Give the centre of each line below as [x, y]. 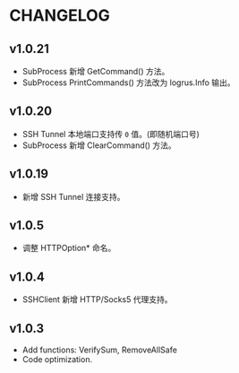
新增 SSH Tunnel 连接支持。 [73, 196]
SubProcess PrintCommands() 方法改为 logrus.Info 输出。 [128, 82]
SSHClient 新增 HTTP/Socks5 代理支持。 [97, 299]
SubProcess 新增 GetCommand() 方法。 [96, 71]
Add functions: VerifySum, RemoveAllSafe [99, 350]
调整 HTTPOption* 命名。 [69, 248]
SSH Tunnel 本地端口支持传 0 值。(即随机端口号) [111, 134]
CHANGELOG [60, 16]
